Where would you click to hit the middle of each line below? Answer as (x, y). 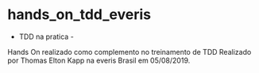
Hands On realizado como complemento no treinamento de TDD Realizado (129, 52)
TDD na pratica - (46, 36)
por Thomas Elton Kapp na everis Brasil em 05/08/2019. (99, 60)
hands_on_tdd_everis (79, 15)
